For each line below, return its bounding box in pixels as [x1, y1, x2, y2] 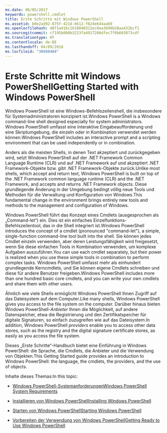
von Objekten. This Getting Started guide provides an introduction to [5, 353, 145, 359]
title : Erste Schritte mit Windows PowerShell [5, 16, 104, 21]
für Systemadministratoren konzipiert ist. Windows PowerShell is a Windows [5, 113, 161, 120]
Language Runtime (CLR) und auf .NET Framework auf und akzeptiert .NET [5, 160, 160, 166]
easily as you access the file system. [5, 333, 81, 339]
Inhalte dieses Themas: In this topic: [5, 373, 78, 379]
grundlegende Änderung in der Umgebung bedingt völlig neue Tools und [5, 186, 155, 192]
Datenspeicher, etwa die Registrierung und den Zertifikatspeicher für [5, 312, 147, 318]
